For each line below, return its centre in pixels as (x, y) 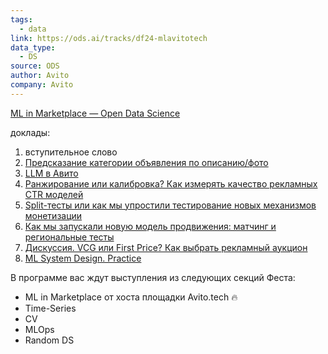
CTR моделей (54, 194)
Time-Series (50, 308)
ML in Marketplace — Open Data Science (95, 113)
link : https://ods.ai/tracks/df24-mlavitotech (109, 38)
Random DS (49, 340)
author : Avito (40, 76)
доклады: (30, 132)
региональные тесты (69, 237)
